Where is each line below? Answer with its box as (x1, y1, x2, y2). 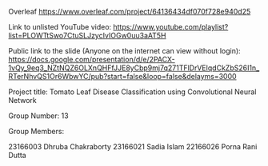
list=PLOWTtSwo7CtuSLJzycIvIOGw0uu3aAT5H (8, 31, 166, 40)
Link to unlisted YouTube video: (8, 22, 112, 31)
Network (8, 96, 38, 105)
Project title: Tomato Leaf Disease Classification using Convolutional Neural (8, 87, 257, 97)
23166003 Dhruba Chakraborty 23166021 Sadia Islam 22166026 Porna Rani (8, 142, 258, 151)
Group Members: (8, 127, 65, 136)
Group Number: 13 (8, 111, 70, 121)
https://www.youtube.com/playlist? (113, 22, 229, 31)
